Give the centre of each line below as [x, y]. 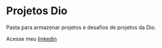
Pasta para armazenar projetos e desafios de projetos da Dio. [81, 27]
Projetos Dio [37, 11]
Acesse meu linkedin [32, 39]
